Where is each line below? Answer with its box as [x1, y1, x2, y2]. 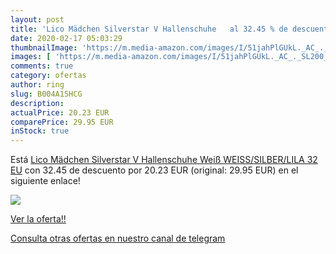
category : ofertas [10, 71, 87, 81]
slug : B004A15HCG [10, 89, 83, 99]
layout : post [10, 14, 65, 25]
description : [10, 98, 65, 108]
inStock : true [10, 126, 70, 136]
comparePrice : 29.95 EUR [10, 117, 114, 127]
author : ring [10, 80, 65, 90]
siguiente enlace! [10, 175, 81, 187]
